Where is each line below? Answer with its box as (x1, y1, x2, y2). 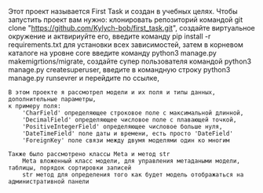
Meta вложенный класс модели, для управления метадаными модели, (22, 157, 241, 165)
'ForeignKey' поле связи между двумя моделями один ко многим (22, 137, 230, 144)
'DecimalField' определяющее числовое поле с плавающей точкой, (22, 116, 237, 124)
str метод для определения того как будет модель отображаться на (22, 171, 244, 179)
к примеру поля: (8, 102, 61, 110)
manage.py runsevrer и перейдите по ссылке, (8, 74, 159, 82)
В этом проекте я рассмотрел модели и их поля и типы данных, (8, 89, 216, 96)
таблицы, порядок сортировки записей (8, 164, 132, 172)
